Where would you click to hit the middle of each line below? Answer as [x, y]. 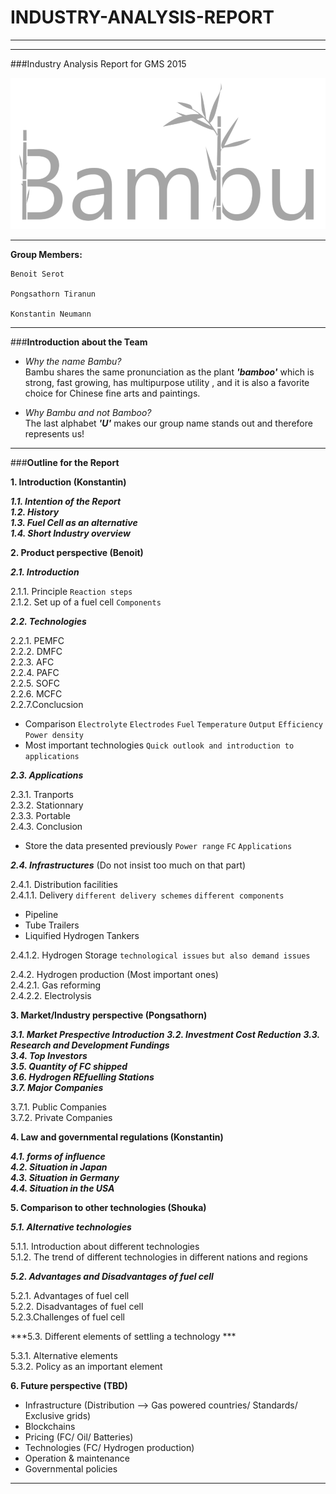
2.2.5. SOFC [35, 683]
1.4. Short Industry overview [70, 533]
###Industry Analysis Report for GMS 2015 [98, 63]
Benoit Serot [37, 274]
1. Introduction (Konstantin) [68, 482]
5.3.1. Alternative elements [64, 1356]
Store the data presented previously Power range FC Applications [158, 846]
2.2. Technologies [48, 622]
